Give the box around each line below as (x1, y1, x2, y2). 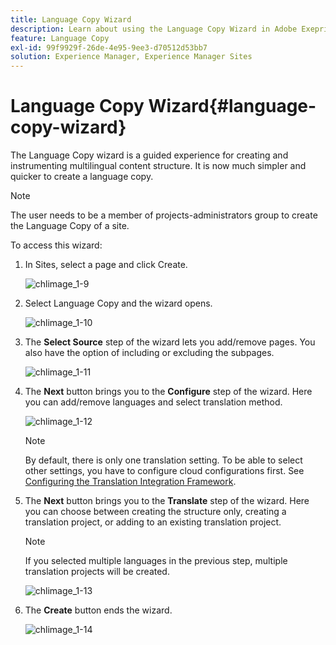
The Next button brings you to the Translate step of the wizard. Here (24, 495, 310, 507)
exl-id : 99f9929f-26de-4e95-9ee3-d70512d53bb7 (10, 42, 208, 53)
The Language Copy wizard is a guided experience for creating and (10, 149, 289, 161)
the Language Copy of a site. (10, 220, 130, 232)
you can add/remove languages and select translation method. (24, 396, 283, 408)
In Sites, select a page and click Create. (24, 259, 188, 271)
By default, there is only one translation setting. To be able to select (24, 454, 303, 466)
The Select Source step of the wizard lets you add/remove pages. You (24, 336, 316, 348)
